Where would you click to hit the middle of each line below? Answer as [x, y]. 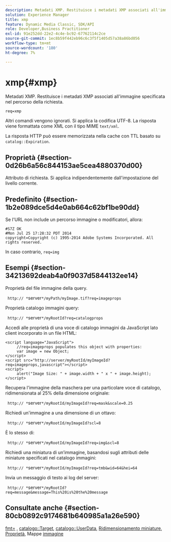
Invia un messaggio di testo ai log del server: [52, 477]
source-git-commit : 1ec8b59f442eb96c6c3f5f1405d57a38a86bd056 [73, 39]
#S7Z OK [13, 229]
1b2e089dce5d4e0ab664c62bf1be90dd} [73, 207]
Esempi [17, 268]
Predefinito [23, 199]
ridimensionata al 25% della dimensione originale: [58, 393]
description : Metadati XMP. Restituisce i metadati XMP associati [77, 10]
